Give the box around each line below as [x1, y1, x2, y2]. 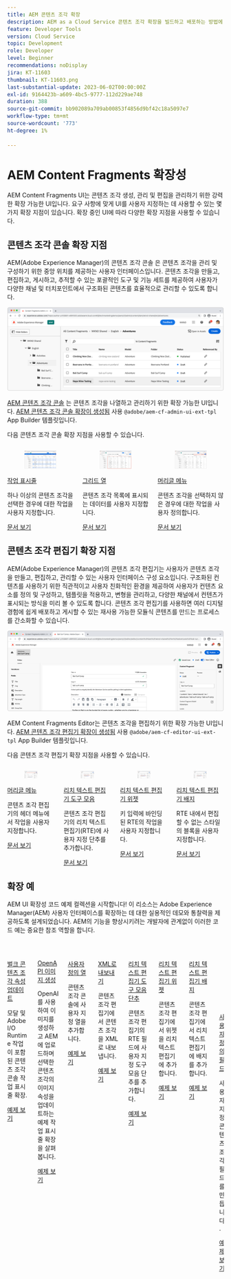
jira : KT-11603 [7, 69, 51, 76]
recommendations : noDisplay [7, 62, 88, 69]
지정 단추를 [76, 835, 107, 843]
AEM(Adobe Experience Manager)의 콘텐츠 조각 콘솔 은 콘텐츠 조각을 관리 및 [7, 259, 218, 267]
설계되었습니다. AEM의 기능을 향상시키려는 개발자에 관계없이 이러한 [30, 917, 212, 925]
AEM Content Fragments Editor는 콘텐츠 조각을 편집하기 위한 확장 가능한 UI [7, 719, 213, 727]
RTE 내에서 [176, 809, 206, 818]
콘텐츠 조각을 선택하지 [157, 491, 217, 499]
